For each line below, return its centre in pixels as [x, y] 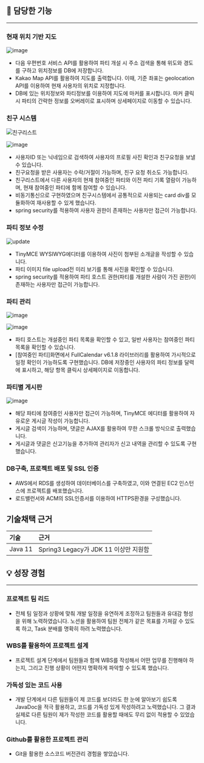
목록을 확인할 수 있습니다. [45, 347]
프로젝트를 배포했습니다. [55, 491]
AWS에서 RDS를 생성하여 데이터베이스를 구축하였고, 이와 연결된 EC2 [96, 483]
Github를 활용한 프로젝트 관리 [47, 739]
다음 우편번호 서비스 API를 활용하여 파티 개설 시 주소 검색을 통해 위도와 [98, 63]
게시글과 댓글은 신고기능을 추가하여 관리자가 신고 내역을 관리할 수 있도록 [100, 444]
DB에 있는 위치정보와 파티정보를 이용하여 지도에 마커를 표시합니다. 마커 [99, 94]
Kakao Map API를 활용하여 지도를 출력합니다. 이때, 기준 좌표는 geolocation [105, 78]
